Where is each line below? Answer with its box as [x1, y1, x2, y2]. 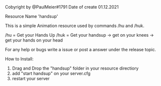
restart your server [12, 76, 50, 81]
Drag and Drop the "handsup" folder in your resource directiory [12, 65, 139, 71]
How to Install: [5, 56, 34, 62]
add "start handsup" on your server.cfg [12, 71, 91, 76]
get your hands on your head [5, 37, 63, 43]
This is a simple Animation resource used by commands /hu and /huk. [5, 23, 145, 29]
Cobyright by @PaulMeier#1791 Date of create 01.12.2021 [5, 4, 119, 10]
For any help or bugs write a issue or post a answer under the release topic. [5, 47, 156, 52]
